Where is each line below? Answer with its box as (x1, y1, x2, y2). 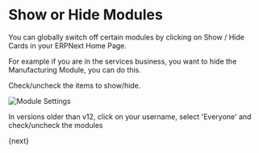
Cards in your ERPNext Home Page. (8, 40, 127, 50)
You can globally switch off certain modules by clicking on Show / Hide (8, 32, 244, 42)
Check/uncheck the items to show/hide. (8, 81, 141, 90)
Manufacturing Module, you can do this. (8, 64, 141, 74)
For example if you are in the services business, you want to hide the (8, 56, 237, 66)
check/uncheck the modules (8, 120, 103, 130)
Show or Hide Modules (8, 6, 163, 24)
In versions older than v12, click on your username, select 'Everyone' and (8, 111, 252, 122)
